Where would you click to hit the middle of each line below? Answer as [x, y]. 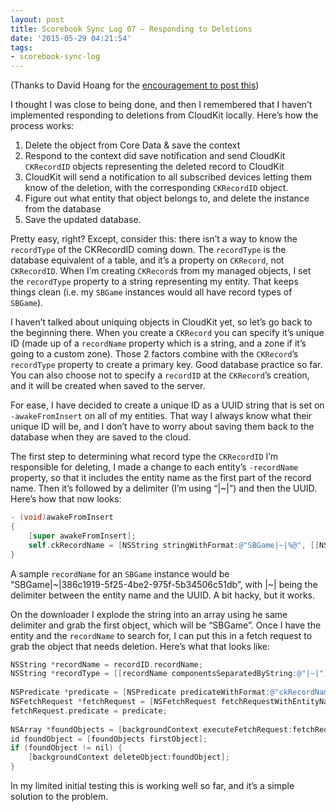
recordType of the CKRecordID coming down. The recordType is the [148, 250]
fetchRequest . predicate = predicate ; [89, 711]
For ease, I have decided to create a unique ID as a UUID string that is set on [167, 405]
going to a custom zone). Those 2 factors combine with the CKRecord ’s [154, 354]
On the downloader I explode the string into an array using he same [149, 614]
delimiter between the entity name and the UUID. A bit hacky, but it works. [163, 595]
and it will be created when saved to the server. [108, 386]
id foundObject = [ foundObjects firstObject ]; [109, 739]
